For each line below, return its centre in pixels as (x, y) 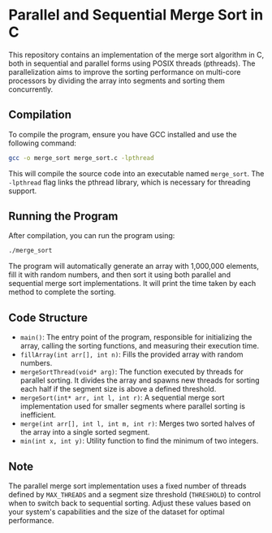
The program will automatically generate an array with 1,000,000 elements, (134, 266)
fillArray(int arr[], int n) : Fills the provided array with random (132, 354)
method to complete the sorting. (62, 292)
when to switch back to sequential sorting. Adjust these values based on (130, 503)
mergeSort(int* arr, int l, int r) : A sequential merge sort (122, 398)
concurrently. (31, 89)
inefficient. (38, 415)
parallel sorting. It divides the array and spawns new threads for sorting (140, 380)
